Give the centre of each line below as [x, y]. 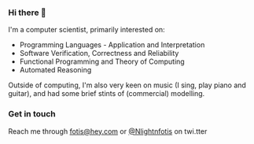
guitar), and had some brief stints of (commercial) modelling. [107, 94]
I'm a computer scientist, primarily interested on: [87, 30]
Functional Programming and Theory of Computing [102, 61]
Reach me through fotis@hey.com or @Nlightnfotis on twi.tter [108, 131]
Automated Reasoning [55, 70]
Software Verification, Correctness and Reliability [99, 54]
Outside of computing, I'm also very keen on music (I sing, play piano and [127, 85]
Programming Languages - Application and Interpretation [112, 45]
